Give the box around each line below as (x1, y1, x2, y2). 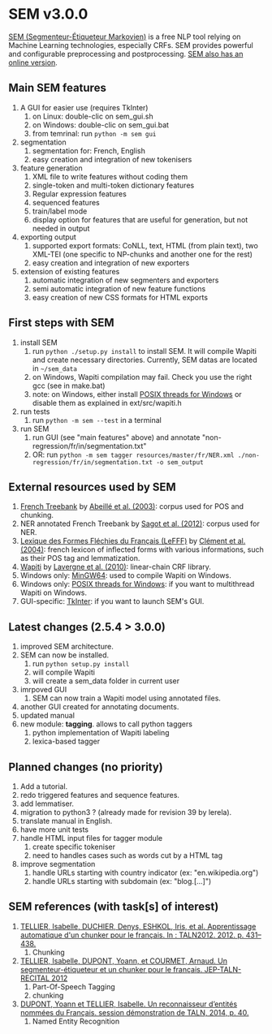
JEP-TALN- (204, 964, 242, 974)
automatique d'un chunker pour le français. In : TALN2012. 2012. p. (19, 930, 244, 940)
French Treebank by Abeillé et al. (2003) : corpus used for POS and (19, 502, 244, 511)
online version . (8, 58, 58, 67)
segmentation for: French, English (32, 145, 146, 155)
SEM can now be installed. (19, 650, 110, 660)
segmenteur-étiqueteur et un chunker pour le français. (19, 964, 203, 974)
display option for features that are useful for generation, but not (32, 214, 248, 224)
